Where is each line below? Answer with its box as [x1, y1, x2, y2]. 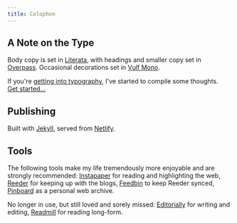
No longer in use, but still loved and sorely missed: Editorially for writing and [7, 200, 231, 209]
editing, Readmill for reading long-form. [7, 208, 123, 217]
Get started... [7, 85, 46, 93]
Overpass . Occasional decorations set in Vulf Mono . [7, 63, 160, 72]
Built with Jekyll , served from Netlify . [7, 124, 115, 133]
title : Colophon [7, 10, 56, 18]
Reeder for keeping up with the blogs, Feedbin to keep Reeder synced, [7, 179, 215, 187]
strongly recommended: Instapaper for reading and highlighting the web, [7, 172, 221, 180]
